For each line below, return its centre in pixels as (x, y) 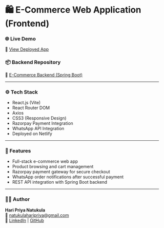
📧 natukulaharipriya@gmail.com (37, 215)
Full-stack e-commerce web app (45, 161)
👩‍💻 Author (18, 199)
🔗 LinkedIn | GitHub (25, 220)
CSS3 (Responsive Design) (39, 118)
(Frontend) (27, 24)
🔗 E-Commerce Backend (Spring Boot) (44, 75)
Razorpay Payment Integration (42, 123)
